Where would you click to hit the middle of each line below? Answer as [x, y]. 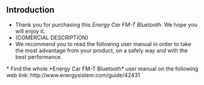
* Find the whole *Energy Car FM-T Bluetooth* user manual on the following [102, 69]
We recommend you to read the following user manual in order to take [103, 44]
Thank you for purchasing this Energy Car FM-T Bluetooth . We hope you [106, 24]
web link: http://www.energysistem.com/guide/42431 [73, 75]
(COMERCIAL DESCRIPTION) [52, 37]
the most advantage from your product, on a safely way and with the [101, 50]
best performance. [38, 56]
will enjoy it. [30, 31]
